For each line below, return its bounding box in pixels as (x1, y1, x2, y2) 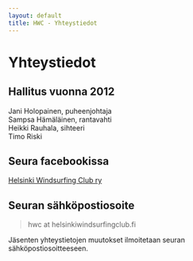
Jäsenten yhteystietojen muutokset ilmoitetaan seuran (8, 236, 185, 245)
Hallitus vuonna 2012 (8, 85, 115, 99)
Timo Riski (8, 131, 42, 141)
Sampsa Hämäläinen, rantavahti (8, 115, 113, 124)
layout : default (8, 11, 62, 20)
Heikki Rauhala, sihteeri (8, 123, 85, 132)
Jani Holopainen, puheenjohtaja (8, 106, 113, 115)
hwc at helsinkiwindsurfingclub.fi (27, 220, 137, 229)
